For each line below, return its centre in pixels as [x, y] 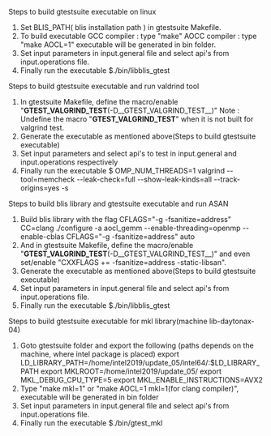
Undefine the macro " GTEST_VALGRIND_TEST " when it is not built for [137, 119]
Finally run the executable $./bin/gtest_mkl [91, 423]
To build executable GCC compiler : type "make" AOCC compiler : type [138, 36]
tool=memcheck [47, 179]
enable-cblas [42, 237]
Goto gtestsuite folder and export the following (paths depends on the [137, 345]
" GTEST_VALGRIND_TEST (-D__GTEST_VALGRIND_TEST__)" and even [135, 254]
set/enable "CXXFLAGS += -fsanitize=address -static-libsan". [123, 262]
